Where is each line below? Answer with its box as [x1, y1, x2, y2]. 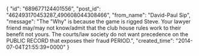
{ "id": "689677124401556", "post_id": [6, 5, 101, 12]
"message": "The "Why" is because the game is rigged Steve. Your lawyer [6, 18, 191, 25]
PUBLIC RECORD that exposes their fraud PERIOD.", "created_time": [6, 37, 175, 44]
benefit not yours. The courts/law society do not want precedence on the [6, 31, 189, 38]
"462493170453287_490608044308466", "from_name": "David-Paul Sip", [6, 11, 191, 19]
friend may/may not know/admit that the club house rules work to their [6, 24, 182, 31]
